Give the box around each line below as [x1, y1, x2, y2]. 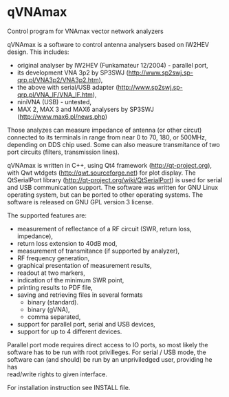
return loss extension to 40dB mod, [17, 239, 118, 247]
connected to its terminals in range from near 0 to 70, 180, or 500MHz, [7, 133, 207, 142]
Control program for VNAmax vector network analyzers [7, 27, 164, 35]
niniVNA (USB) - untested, [17, 97, 91, 106]
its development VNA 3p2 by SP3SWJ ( [17, 68, 129, 77]
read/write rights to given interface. [7, 370, 108, 378]
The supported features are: [7, 211, 87, 220]
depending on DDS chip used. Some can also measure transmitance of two [7, 140, 220, 148]
